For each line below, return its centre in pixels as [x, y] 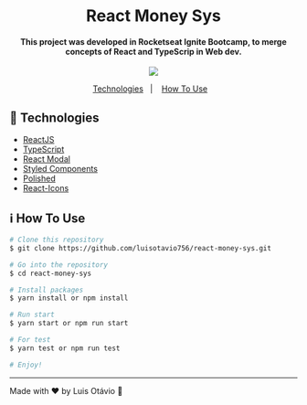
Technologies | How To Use [150, 89]
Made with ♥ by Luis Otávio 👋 [66, 390]
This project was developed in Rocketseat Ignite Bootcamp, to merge [153, 41]
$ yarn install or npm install [69, 298]
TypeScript [43, 149]
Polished [39, 178]
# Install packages [47, 290]
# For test [30, 340]
